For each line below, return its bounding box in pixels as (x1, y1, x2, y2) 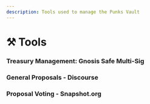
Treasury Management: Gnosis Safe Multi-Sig (6, 57, 145, 65)
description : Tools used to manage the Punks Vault (6, 9, 140, 15)
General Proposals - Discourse (6, 73, 98, 81)
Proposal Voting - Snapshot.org (6, 89, 101, 98)
